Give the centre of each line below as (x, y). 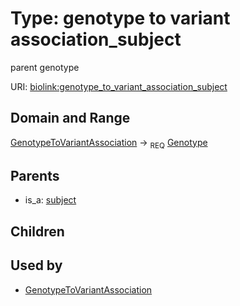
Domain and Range (70, 118)
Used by (36, 265)
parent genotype (45, 67)
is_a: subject (50, 200)
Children (37, 231)
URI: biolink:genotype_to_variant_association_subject (119, 86)
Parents (35, 175)
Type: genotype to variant (120, 18)
